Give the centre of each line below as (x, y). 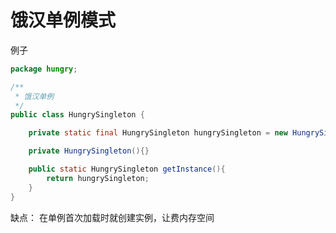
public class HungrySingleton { (77, 115)
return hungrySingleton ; (98, 178)
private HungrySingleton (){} (89, 151)
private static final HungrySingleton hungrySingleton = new (158, 133)
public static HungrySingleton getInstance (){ (127, 169)
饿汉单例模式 (63, 20)
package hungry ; (44, 69)
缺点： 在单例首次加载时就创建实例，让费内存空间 (112, 217)
